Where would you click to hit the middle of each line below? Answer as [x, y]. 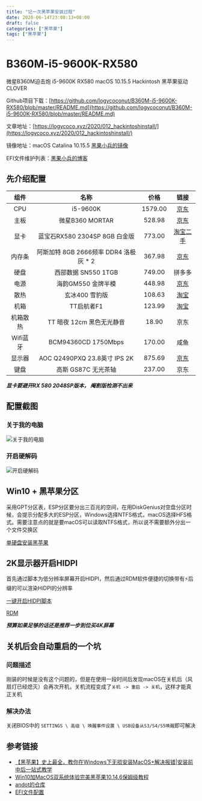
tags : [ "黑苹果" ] [26, 34]
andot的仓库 [30, 785]
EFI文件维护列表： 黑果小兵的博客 [47, 158]
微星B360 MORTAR [87, 220]
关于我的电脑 [25, 425]
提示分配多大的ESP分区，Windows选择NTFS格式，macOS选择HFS [104, 514]
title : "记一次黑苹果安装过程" [41, 12]
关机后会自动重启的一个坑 [54, 646]
